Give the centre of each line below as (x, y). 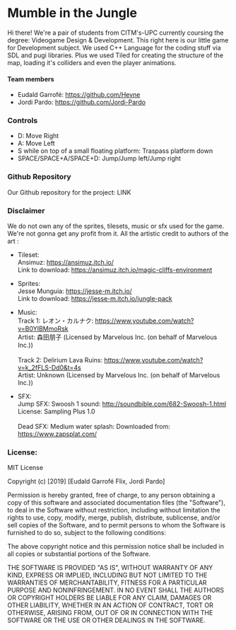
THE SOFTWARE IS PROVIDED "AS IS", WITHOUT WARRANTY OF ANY (110, 568)
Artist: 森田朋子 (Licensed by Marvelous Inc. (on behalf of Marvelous (117, 337)
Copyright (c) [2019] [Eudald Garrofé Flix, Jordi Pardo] (86, 481)
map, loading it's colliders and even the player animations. (92, 62)
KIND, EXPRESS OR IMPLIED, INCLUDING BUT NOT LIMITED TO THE (107, 575)
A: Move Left (36, 144)
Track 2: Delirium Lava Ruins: (60, 360)
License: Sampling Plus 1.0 (56, 411)
